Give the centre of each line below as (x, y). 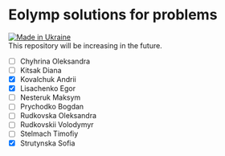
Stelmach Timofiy (49, 133)
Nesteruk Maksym (50, 97)
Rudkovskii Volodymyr (57, 125)
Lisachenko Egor (48, 88)
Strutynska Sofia (47, 143)
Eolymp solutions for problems (113, 15)
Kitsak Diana (41, 70)
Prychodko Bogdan (52, 107)
